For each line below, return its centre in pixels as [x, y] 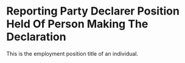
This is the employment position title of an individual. [72, 53]
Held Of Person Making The [77, 24]
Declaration [36, 37]
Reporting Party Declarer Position [93, 11]
